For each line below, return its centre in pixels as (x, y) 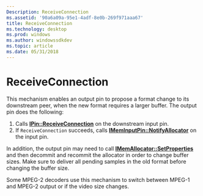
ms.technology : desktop (37, 29)
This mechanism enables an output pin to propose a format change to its (98, 99)
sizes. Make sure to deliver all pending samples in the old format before (96, 161)
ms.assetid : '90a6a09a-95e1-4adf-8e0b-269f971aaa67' (75, 18)
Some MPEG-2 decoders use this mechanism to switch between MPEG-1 (98, 180)
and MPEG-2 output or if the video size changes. (68, 186)
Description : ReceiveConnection (47, 12)
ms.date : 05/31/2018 (33, 52)
